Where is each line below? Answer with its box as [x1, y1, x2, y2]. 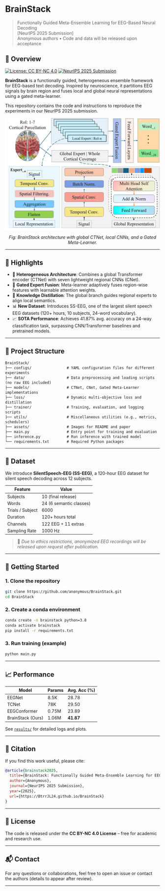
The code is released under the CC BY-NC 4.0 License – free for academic [5, 830, 157, 836]
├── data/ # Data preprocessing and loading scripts [5, 375, 155, 381]
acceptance [17, 40, 42, 46]
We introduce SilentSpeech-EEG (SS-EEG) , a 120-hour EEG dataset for [5, 470, 149, 476]
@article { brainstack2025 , [5, 768, 58, 773]
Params [47, 687, 64, 693]
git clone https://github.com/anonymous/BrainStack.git [5, 589, 122, 594]
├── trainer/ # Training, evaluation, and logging [5, 405, 144, 410]
